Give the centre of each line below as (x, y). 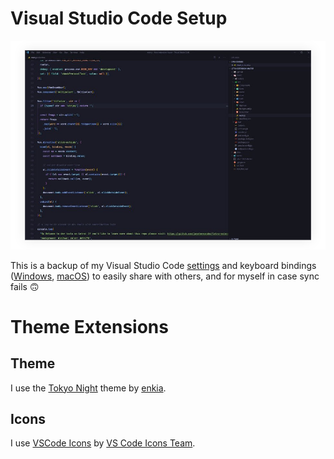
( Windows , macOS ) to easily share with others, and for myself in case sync (165, 276)
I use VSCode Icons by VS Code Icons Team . (103, 443)
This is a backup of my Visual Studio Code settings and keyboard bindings (163, 265)
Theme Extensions (89, 326)
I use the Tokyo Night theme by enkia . (88, 388)
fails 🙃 (25, 286)
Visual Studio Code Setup (119, 18)
